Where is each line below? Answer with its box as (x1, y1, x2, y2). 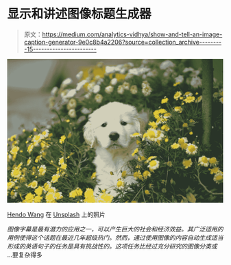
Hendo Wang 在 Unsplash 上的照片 (7, 210, 106, 218)
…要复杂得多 (7, 251, 43, 259)
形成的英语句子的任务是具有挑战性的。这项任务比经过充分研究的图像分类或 (7, 242, 217, 250)
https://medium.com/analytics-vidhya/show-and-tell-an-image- (42, 30, 223, 38)
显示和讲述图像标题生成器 (7, 6, 152, 22)
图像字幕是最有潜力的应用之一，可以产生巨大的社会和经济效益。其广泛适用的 (7, 225, 223, 233)
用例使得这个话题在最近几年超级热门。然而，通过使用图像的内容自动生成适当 (7, 234, 223, 242)
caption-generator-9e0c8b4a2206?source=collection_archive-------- (23, 38, 222, 46)
